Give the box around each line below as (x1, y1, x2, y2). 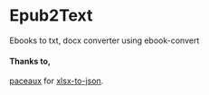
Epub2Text (9, 5, 93, 26)
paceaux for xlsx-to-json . (9, 75, 104, 86)
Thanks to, (9, 56, 52, 66)
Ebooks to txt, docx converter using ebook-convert (9, 35, 200, 46)
